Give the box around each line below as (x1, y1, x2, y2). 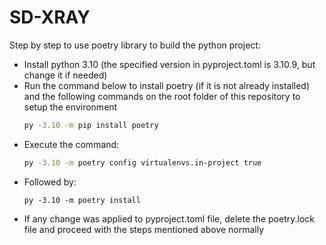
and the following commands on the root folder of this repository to (23, 90, 301, 102)
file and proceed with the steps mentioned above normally (23, 223, 265, 235)
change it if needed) (23, 69, 108, 81)
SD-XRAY (9, 6, 91, 29)
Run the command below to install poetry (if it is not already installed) (23, 79, 311, 91)
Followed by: (23, 176, 77, 188)
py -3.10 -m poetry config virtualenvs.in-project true (23, 157, 262, 168)
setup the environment (23, 101, 118, 113)
